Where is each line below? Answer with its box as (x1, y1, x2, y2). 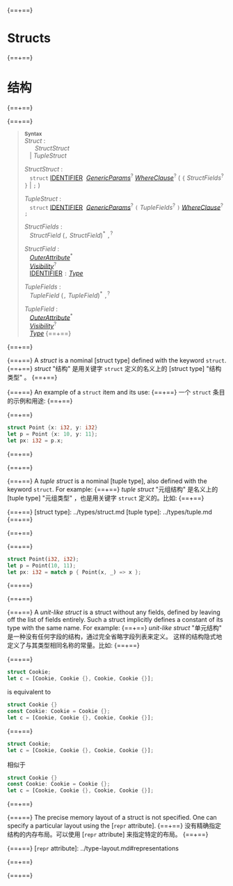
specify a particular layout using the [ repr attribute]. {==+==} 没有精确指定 (7, 822, 221, 830)
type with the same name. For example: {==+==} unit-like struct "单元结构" (7, 624, 223, 632)
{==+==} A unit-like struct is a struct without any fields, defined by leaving (7, 608, 220, 616)
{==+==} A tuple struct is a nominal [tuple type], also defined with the (7, 477, 207, 485)
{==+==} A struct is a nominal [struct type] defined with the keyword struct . (7, 356, 227, 365)
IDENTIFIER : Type (29, 269, 83, 277)
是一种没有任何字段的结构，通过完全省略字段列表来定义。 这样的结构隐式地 (7, 632, 223, 641)
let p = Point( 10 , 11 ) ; (7, 562, 77, 569)
